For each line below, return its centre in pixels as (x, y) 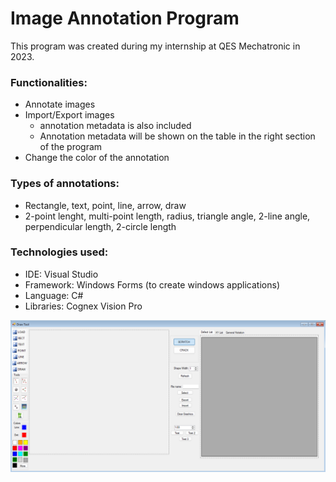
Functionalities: (49, 82)
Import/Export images (69, 115)
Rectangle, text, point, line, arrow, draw (105, 205)
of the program (71, 147)
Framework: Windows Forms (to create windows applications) (152, 284)
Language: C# (54, 295)
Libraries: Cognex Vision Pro (83, 306)
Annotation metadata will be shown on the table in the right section (177, 136)
